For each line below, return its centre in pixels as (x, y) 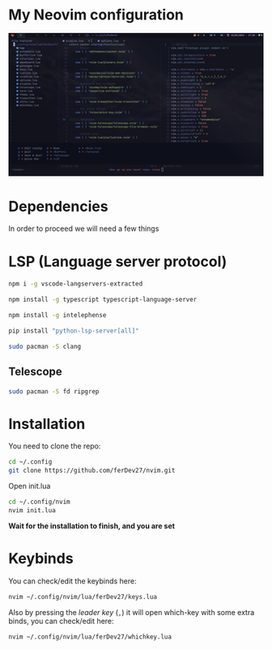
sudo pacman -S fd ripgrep (54, 391)
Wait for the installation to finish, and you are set (92, 526)
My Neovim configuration (96, 15)
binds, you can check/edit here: (62, 621)
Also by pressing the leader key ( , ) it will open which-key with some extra (132, 612)
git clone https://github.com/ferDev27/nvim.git (92, 471)
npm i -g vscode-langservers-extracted (76, 284)
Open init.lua (30, 486)
